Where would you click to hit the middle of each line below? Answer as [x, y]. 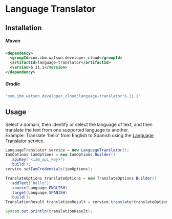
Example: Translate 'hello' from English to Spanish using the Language [80, 135]
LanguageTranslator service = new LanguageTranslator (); [67, 150]
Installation [24, 28]
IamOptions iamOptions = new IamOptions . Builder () [60, 155]
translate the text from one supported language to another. [67, 130]
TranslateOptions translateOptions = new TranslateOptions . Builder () [81, 178]
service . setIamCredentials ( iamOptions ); [49, 169]
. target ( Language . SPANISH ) [39, 192]
